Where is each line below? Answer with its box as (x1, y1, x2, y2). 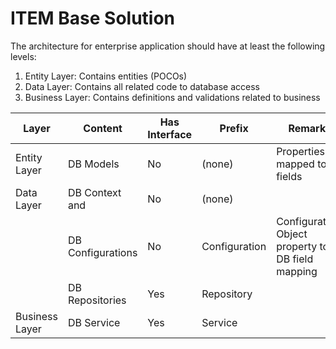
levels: (10, 50, 37, 62)
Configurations (67, 245, 138, 259)
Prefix (219, 121, 249, 135)
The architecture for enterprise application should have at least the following (10, 40, 326, 52)
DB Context (67, 185, 122, 199)
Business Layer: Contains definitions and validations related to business (24, 91, 321, 103)
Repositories (67, 293, 127, 307)
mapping (276, 264, 318, 278)
